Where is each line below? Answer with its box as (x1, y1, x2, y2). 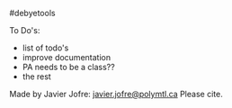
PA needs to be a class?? (22, 62, 115, 72)
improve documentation (22, 52, 111, 62)
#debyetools (9, 8, 56, 18)
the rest (22, 71, 51, 82)
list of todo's (22, 42, 69, 53)
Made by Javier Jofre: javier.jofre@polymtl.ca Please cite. (9, 89, 223, 99)
